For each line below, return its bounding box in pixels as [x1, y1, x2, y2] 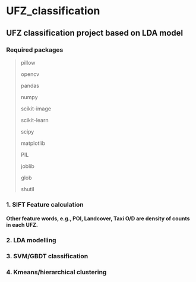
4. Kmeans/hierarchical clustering [6, 268, 107, 277]
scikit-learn [20, 116, 49, 123]
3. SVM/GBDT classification [6, 252, 88, 261]
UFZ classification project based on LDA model [6, 28, 184, 38]
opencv [20, 70, 40, 78]
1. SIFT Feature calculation [6, 200, 84, 208]
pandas [20, 82, 40, 89]
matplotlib [20, 140, 46, 147]
